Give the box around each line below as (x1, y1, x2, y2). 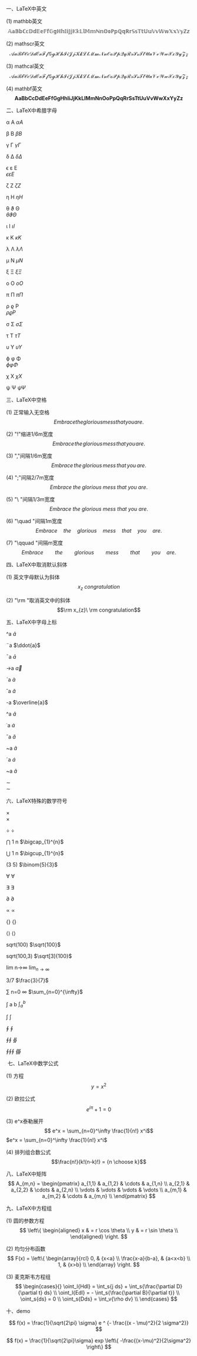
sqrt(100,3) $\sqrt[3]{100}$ (6, 952, 72, 960)
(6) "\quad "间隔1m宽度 (6, 518, 63, 524)
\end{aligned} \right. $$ (70, 1233, 128, 1240)
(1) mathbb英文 (6, 18, 42, 25)
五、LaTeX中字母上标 (6, 618, 58, 625)
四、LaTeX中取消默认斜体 (6, 561, 68, 568)
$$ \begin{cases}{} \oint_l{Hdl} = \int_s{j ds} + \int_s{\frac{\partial (15, 1283, 175, 1290)
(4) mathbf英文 (6, 85, 42, 92)
